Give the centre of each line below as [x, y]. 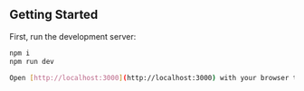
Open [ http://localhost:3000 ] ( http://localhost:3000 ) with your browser [149, 77]
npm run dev [32, 61]
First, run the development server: [73, 36]
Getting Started [54, 15]
